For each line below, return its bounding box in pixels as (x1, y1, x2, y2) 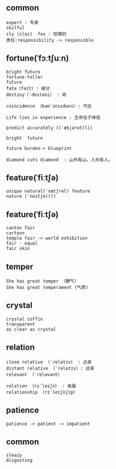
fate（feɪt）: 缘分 (6, 85, 50, 91)
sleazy (6, 453, 22, 458)
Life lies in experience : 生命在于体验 (6, 114, 101, 121)
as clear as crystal (6, 326, 57, 332)
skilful (6, 25, 25, 31)
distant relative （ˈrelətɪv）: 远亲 (6, 365, 95, 371)
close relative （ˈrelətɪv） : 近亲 (6, 359, 92, 365)
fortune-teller (6, 74, 43, 80)
